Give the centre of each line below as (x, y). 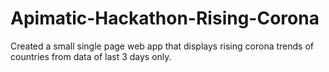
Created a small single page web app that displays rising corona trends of (162, 46)
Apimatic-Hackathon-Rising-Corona (165, 18)
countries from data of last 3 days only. (91, 56)
